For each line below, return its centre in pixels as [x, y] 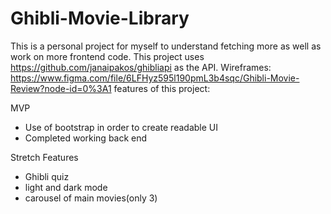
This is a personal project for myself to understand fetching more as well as [166, 46]
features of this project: [162, 88]
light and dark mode [66, 187]
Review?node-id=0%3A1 [61, 88]
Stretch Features [44, 157]
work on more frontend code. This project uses [107, 56]
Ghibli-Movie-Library [100, 18]
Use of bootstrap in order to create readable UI [121, 127]
